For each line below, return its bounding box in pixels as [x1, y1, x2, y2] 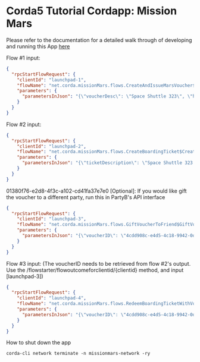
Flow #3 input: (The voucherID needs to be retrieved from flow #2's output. [6, 260, 191, 267]
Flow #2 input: [6, 121, 42, 128]
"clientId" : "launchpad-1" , [17, 77, 86, 83]
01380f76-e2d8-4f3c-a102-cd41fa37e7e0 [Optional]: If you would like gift [6, 187, 187, 194]
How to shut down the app [6, 339, 71, 346]
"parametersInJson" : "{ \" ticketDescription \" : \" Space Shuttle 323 [21, 160, 193, 166]
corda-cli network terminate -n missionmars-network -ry [6, 351, 151, 357]
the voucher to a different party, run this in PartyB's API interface [6, 193, 165, 200]
